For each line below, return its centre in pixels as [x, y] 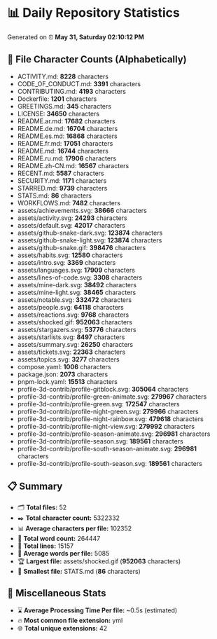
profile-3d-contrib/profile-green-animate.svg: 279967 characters [112, 397]
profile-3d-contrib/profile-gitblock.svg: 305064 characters [103, 389]
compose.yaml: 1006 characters [64, 366]
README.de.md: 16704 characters [68, 128]
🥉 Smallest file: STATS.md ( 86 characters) [79, 571]
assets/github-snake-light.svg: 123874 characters [90, 240]
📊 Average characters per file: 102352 [75, 528]
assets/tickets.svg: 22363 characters [71, 352]
